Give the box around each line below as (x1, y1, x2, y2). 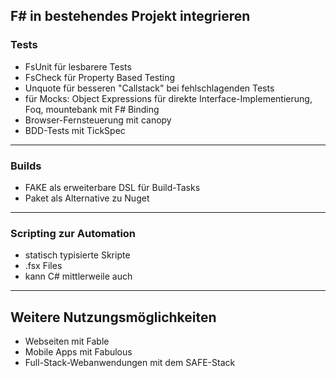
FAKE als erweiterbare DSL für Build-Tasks (24, 181, 201, 193)
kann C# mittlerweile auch (24, 270, 133, 283)
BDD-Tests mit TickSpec (24, 124, 126, 136)
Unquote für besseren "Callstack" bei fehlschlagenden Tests (24, 82, 275, 94)
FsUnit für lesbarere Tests (24, 60, 132, 73)
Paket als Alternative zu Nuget (24, 192, 150, 204)
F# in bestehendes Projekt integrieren (10, 8, 251, 25)
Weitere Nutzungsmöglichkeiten (10, 309, 217, 326)
